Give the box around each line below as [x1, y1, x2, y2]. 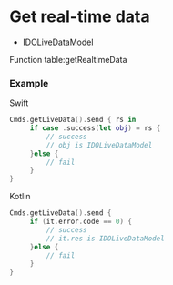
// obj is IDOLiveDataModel [46, 140, 153, 149]
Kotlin [9, 191, 31, 202]
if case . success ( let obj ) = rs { [29, 124, 161, 133]
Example [9, 76, 49, 89]
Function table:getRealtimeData [9, 54, 127, 65]
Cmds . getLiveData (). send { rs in [9, 116, 137, 125]
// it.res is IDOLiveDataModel [46, 234, 166, 243]
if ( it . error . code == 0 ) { [29, 217, 132, 227]
